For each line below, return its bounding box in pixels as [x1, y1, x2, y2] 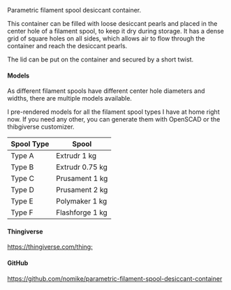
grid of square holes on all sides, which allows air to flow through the [7, 34, 205, 43]
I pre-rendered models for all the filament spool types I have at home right [7, 108, 220, 116]
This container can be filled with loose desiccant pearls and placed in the [7, 20, 218, 27]
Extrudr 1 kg [55, 151, 97, 161]
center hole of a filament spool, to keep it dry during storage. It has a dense [7, 27, 225, 35]
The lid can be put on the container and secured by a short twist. [7, 55, 194, 64]
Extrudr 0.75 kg [55, 162, 108, 172]
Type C [10, 174, 35, 184]
